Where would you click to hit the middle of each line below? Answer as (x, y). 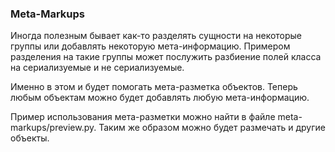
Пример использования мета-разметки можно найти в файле (143, 117)
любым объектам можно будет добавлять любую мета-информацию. (160, 98)
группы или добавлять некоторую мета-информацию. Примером (150, 46)
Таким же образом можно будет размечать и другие (212, 128)
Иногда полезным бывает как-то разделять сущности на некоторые (156, 36)
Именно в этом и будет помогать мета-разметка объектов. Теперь (154, 87)
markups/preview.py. (53, 128)
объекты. (30, 138)
